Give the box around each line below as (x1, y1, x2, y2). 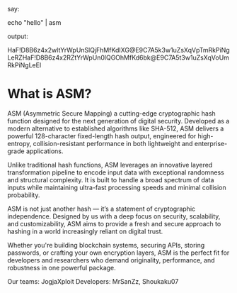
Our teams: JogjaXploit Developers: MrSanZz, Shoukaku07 (7, 277, 179, 285)
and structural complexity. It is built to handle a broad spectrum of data (7, 175, 214, 184)
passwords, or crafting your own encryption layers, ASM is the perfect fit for (7, 248, 230, 257)
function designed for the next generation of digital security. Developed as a (7, 116, 230, 125)
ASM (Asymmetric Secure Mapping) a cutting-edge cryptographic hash (7, 109, 216, 118)
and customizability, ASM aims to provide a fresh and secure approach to (7, 219, 221, 228)
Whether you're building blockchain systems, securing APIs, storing (7, 241, 205, 249)
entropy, (7, 139, 32, 148)
